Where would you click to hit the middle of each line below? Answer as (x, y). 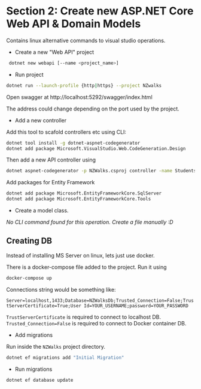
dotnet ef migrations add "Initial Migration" (65, 357)
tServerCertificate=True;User (44, 306)
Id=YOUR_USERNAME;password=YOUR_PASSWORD (136, 306)
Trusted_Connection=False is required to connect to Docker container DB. (96, 323)
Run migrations (33, 369)
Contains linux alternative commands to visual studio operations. (86, 40)
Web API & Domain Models (74, 24)
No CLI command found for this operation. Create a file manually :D (90, 222)
